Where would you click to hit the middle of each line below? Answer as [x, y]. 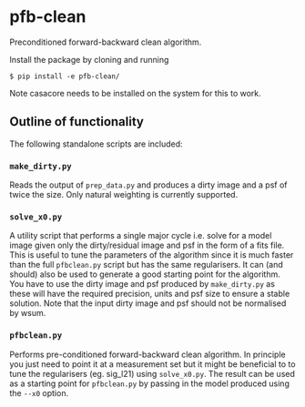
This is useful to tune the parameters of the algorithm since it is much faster [152, 255]
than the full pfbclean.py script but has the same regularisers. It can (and [147, 265]
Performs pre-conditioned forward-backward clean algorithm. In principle [147, 354]
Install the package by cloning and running [89, 59]
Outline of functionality [76, 122]
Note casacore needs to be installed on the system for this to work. [135, 93]
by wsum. [28, 313]
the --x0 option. [39, 392]
